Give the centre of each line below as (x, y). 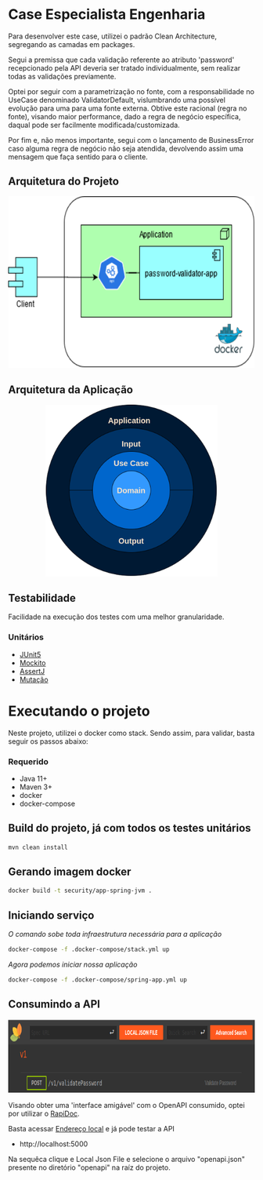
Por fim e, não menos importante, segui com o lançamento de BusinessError (131, 140)
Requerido (29, 761)
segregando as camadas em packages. (72, 44)
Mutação (34, 679)
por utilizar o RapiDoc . (44, 1113)
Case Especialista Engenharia (107, 15)
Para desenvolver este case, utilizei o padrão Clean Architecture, (113, 36)
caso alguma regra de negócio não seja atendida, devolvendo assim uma (126, 148)
